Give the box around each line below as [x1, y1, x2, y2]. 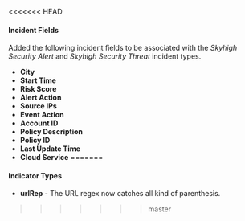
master [148, 204, 171, 214]
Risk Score [19, 84, 57, 94]
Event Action [19, 110, 64, 120]
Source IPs [19, 101, 58, 111]
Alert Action [19, 92, 62, 103]
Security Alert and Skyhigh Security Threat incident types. [8, 51, 202, 61]
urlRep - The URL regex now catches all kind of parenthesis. [19, 189, 221, 198]
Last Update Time [19, 144, 81, 153]
